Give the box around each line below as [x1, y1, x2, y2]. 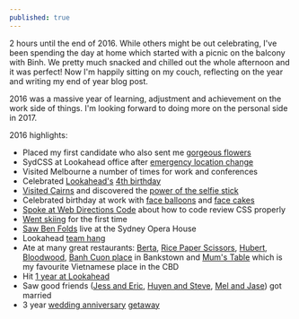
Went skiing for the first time [22, 213, 128, 224]
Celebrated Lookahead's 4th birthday [22, 176, 162, 186]
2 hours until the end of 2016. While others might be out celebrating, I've [9, 38, 277, 48]
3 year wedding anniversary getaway [22, 299, 160, 310]
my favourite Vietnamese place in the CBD [22, 261, 180, 272]
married [22, 289, 52, 300]
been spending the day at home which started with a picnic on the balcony [9, 47, 286, 58]
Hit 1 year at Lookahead [22, 271, 110, 281]
